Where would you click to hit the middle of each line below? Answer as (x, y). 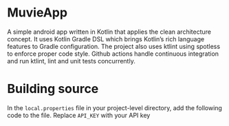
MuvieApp (37, 13)
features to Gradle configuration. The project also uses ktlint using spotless (114, 46)
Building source (53, 89)
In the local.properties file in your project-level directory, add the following (115, 107)
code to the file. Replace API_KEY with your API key (79, 115)
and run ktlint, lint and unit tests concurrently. (71, 61)
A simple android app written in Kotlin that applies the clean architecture (109, 32)
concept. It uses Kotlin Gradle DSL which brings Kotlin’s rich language (106, 39)
